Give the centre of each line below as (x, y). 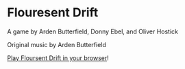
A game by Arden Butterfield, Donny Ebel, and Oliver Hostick (93, 31)
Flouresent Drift (53, 13)
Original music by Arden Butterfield (57, 44)
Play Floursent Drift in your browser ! (58, 58)
